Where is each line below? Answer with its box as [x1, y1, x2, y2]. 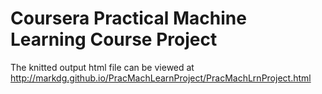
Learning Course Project [10, 28, 218, 51]
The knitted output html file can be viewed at [10, 61, 195, 73]
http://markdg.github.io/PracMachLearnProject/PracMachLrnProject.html [10, 72, 312, 84]
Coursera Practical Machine [10, 7, 247, 30]
